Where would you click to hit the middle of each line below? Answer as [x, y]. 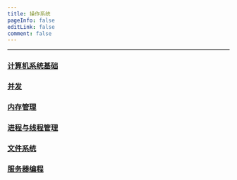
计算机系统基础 [33, 66]
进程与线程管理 [33, 127]
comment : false [30, 33]
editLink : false [31, 27]
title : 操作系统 [29, 14]
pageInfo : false [31, 20]
